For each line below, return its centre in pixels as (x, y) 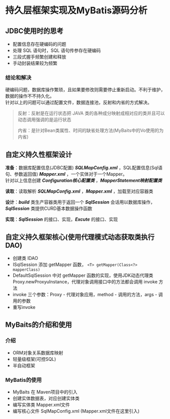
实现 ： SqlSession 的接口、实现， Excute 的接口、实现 (62, 219)
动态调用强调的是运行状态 (44, 120)
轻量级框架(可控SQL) (34, 359)
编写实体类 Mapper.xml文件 (41, 404)
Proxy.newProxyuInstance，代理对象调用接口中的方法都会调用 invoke (85, 281)
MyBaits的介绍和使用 (39, 325)
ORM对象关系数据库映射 (38, 353)
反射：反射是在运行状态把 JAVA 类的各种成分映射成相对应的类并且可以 (91, 113)
